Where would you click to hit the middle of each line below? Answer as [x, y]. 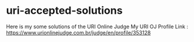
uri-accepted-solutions [64, 11]
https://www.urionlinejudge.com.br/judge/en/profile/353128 [78, 32]
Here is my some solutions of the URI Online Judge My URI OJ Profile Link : [97, 26]
